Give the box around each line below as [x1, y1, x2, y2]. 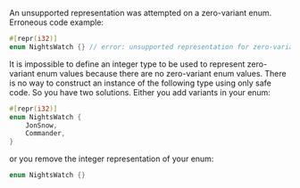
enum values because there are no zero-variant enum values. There [37, 68, 287, 78]
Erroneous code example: [9, 17, 104, 28]
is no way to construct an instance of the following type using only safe [9, 78, 272, 88]
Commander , [25, 129, 66, 138]
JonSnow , [25, 120, 58, 130]
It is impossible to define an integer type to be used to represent [9, 58, 246, 69]
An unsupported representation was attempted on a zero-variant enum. [9, 8, 272, 18]
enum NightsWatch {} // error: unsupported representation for [9, 42, 250, 52]
